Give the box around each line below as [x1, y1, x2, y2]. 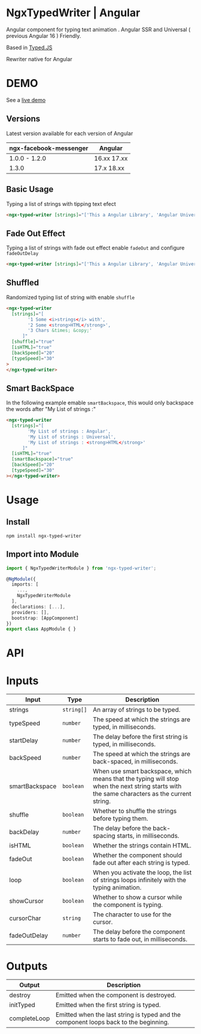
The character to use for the [92, 910, 172, 919]
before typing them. [92, 814, 148, 823]
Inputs [6, 674, 39, 687]
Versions [6, 114, 41, 124]
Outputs [6, 959, 48, 973]
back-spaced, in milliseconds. [92, 757, 178, 766]
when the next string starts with [92, 782, 182, 790]
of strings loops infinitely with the [92, 876, 187, 885]
